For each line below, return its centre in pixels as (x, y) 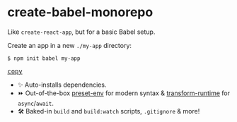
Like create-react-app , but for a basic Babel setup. (81, 32)
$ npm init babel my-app (44, 58)
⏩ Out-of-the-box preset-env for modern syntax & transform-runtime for (124, 93)
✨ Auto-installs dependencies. (62, 85)
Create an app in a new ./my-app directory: (70, 45)
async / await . (36, 103)
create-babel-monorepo (80, 12)
